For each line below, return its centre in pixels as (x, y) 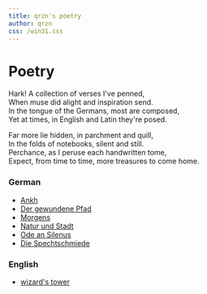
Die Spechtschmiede (55, 243)
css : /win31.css (36, 31)
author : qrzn (30, 24)
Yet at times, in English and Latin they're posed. (88, 119)
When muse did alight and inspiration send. (81, 102)
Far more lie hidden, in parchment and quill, (81, 136)
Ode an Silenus (45, 234)
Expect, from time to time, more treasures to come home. (104, 161)
